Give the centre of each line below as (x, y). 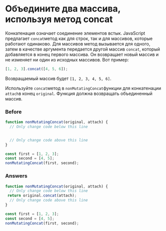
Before (13, 111)
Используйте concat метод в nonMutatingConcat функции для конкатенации (83, 88)
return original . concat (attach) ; (42, 195)
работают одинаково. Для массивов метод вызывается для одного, (78, 43)
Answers (16, 176)
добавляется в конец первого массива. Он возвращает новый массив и (82, 54)
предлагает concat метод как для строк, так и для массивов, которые (79, 38)
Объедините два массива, (63, 9)
